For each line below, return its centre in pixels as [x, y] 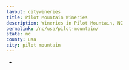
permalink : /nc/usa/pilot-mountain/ [52, 28]
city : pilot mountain [34, 45]
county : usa [21, 39]
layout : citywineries [34, 12]
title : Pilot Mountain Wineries [47, 17]
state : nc [19, 34]
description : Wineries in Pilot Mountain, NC [64, 23]
